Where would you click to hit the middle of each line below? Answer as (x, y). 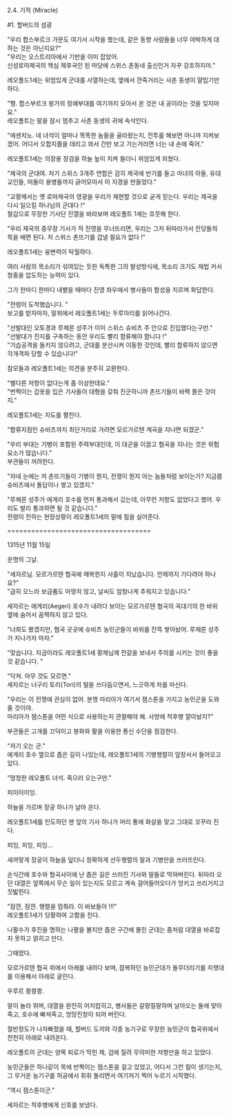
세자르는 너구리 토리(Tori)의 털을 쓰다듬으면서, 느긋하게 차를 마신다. (98, 685)
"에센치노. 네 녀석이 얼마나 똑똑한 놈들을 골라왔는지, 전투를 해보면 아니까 (104, 135)
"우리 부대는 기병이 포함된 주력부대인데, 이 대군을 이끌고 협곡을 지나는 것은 (107, 444)
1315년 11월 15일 (29, 545)
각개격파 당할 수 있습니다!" (43, 353)
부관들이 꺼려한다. (31, 462)
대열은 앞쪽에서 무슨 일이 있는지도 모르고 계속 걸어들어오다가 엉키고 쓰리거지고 (119, 883)
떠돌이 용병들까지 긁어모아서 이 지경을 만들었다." (92, 182)
